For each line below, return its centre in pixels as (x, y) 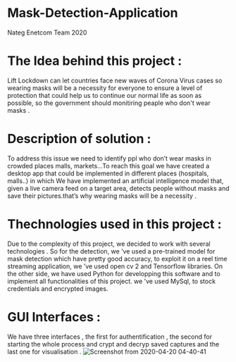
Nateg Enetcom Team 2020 (47, 32)
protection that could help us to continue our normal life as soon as (105, 95)
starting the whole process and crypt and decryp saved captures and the (113, 344)
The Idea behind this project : (95, 61)
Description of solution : (79, 139)
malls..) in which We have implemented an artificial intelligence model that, (116, 180)
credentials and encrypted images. (58, 288)
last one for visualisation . (44, 351)
